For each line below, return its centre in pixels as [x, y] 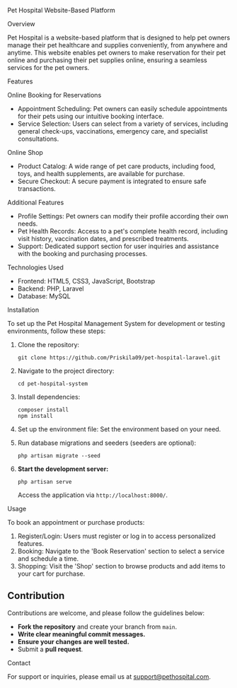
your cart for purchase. [51, 573]
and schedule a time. [48, 559]
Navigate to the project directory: [66, 371]
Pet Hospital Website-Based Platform [61, 10]
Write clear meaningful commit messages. [81, 634]
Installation [23, 310]
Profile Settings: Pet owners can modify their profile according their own [123, 216]
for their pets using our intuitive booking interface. [91, 116]
